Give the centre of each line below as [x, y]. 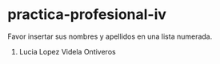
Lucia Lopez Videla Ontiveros [68, 51]
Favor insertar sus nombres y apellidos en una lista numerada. [110, 36]
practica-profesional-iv [87, 15]
